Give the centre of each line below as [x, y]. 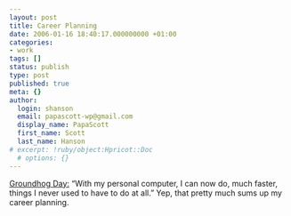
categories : [31, 42]
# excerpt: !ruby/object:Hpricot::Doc [81, 149]
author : [24, 100]
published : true [39, 84]
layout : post [33, 17]
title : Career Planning [53, 26]
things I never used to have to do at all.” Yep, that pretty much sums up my [146, 193]
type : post [29, 76]
